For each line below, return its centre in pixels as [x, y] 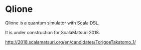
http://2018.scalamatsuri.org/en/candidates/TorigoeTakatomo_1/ [70, 42]
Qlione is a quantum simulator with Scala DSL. [52, 23]
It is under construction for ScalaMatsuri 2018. [53, 32]
